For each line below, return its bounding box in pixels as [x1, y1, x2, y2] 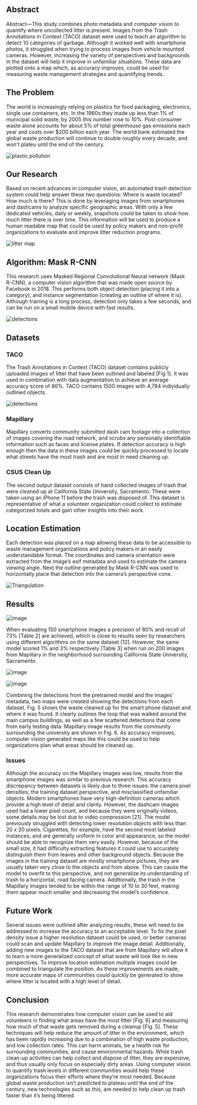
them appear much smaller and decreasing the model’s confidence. [6, 889, 170, 896]
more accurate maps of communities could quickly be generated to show [6, 972, 183, 979]
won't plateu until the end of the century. [6, 141, 105, 148]
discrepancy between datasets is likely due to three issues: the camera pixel [6, 782, 191, 789]
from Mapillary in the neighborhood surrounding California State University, [6, 651, 189, 658]
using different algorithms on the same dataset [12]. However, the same [6, 639, 179, 646]
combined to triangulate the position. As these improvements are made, [6, 965, 179, 972]
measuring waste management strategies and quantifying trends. [6, 70, 165, 77]
